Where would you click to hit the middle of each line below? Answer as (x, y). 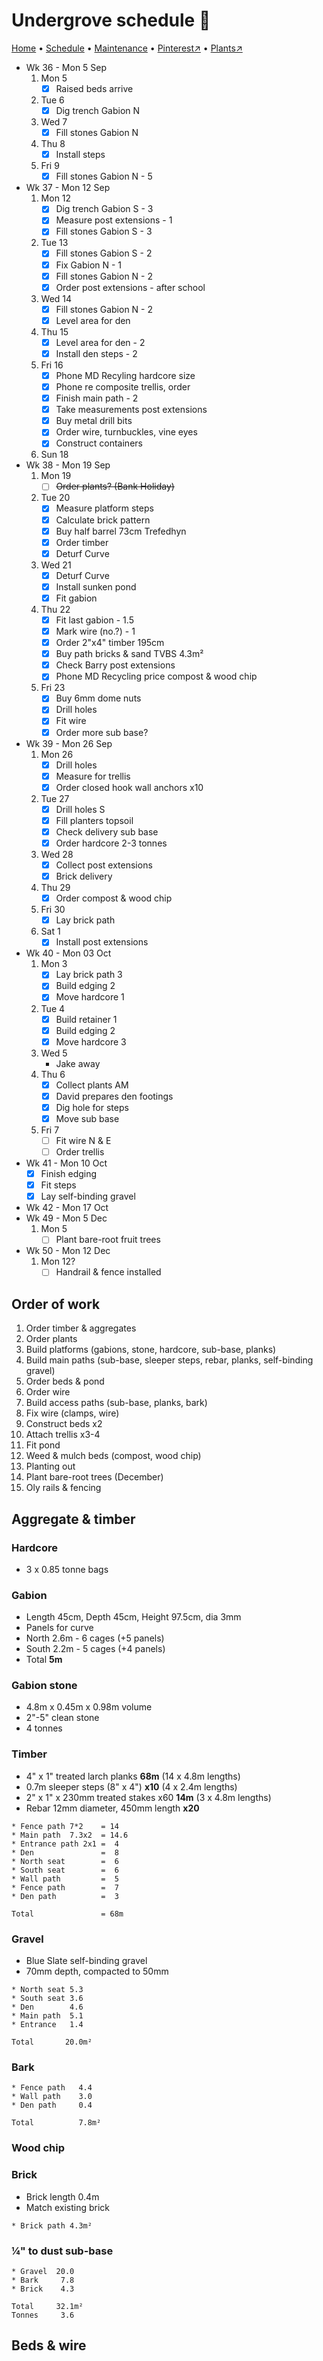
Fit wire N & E (83, 1140)
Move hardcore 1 (90, 997)
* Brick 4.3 (43, 2289)
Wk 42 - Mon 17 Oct (67, 1208)
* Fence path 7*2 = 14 (65, 1826)
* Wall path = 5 (65, 1879)
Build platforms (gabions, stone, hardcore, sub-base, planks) (151, 1350)
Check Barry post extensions (115, 665)
